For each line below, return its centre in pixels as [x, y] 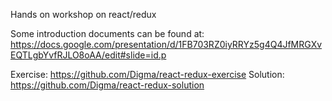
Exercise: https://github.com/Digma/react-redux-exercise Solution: [147, 74]
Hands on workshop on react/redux [83, 14]
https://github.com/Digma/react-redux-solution [107, 85]
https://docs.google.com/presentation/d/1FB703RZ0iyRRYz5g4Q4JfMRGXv [166, 44]
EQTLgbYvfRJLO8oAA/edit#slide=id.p [88, 55]
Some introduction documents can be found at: [107, 33]
